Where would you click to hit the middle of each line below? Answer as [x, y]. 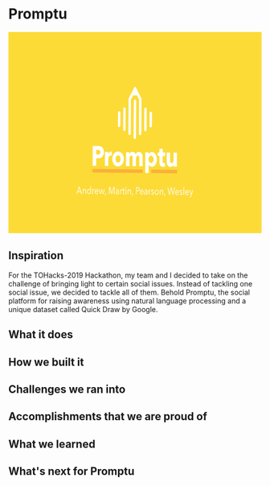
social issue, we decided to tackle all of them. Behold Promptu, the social [129, 292]
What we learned [52, 444]
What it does [41, 335]
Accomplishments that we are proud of [108, 416]
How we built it [46, 362]
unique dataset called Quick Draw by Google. [83, 309]
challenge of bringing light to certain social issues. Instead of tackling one [131, 283]
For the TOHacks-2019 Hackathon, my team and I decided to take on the [128, 275]
